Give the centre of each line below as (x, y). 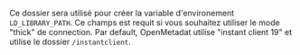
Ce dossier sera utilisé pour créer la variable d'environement (122, 13)
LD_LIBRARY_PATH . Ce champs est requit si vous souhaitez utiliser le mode (145, 23)
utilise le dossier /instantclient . (70, 41)
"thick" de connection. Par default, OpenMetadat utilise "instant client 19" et (150, 32)
